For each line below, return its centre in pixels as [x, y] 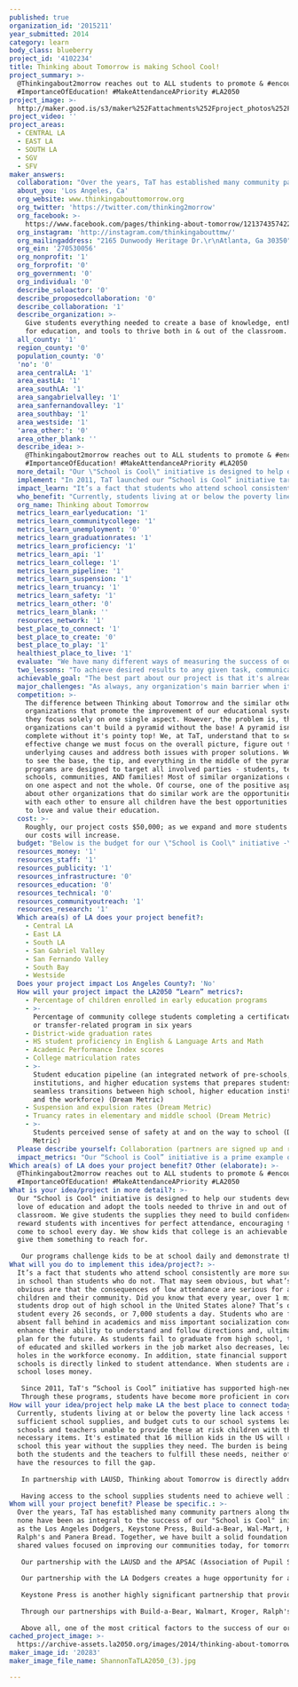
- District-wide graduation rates [89, 1033]
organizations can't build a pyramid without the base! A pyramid [150, 728]
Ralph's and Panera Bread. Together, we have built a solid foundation [153, 1537]
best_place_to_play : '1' [63, 645]
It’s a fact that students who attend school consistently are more [146, 1273]
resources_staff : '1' [57, 860]
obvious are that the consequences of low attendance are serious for [150, 1289]
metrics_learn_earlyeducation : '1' [83, 513]
